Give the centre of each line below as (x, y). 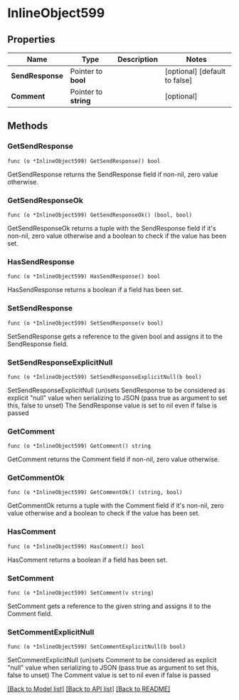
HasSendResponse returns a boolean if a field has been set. (95, 290)
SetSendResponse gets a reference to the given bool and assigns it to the (115, 336)
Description (138, 59)
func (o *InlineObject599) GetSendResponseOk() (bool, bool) (100, 215)
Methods (28, 126)
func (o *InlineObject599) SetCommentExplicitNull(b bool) (97, 647)
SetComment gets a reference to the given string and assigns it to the (109, 606)
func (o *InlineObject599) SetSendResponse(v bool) (85, 323)
